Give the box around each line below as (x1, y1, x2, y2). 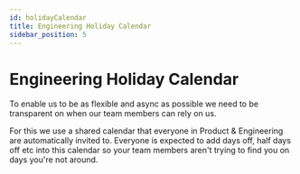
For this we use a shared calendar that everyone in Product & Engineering (9, 125, 284, 136)
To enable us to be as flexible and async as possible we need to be (9, 98, 259, 109)
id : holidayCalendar (9, 13, 88, 23)
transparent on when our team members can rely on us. (9, 108, 217, 119)
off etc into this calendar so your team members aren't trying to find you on (9, 145, 290, 156)
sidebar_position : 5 (9, 30, 88, 39)
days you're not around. (9, 154, 98, 165)
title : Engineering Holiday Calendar (9, 22, 152, 31)
